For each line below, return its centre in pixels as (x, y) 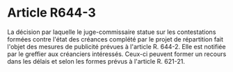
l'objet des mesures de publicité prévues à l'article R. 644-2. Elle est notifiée (116, 46)
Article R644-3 (51, 13)
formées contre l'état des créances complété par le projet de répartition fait (115, 39)
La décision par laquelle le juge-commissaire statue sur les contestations (112, 32)
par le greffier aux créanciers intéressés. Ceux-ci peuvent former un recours (117, 54)
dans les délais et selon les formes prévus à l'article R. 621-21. (96, 61)
